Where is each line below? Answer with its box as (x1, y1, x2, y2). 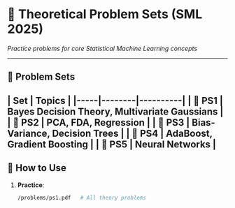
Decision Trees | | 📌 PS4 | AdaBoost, (52, 127, 213, 139)
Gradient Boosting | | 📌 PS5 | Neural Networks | (7, 138, 217, 150)
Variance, (7, 127, 50, 139)
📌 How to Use (7, 162, 66, 174)
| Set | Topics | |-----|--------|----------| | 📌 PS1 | (7, 94, 224, 107)
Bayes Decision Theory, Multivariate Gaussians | (7, 105, 224, 117)
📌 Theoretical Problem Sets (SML (7, 6, 203, 22)
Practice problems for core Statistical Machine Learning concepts (7, 44, 198, 52)
